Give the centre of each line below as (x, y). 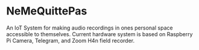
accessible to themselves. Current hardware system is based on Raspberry (99, 34)
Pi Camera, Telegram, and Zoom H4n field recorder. (71, 40)
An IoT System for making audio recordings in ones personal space (90, 28)
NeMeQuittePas (47, 11)
